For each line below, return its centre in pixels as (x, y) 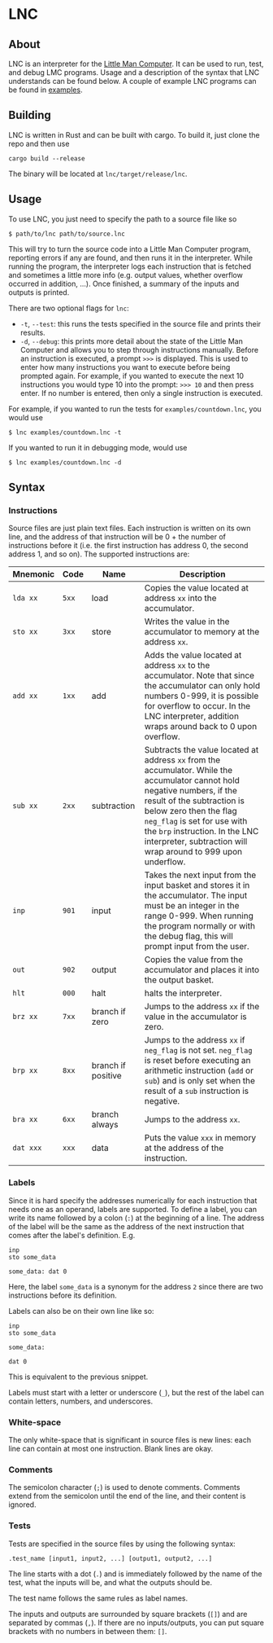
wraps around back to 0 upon (201, 727)
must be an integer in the (192, 906)
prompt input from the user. (197, 947)
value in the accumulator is (195, 1017)
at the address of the (184, 1148)
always (105, 1125)
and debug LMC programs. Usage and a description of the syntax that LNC (134, 72)
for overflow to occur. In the (197, 706)
